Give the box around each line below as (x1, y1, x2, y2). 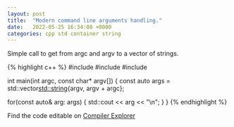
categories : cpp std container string (7, 30, 121, 37)
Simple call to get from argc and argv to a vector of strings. (7, 49, 179, 58)
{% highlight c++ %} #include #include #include (7, 63, 148, 71)
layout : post (7, 10, 46, 18)
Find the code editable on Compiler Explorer (7, 111, 136, 120)
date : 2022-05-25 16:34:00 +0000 (7, 23, 112, 30)
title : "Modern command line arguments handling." (7, 17, 162, 24)
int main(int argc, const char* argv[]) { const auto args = (7, 77, 171, 85)
